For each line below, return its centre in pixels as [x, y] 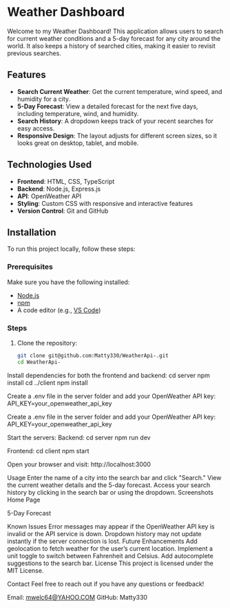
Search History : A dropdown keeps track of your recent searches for [115, 121]
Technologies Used [49, 165]
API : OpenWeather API [49, 196]
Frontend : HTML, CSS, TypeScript [66, 181]
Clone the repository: [47, 343]
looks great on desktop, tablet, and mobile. [78, 143]
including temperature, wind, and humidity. [78, 113]
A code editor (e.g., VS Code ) [59, 310]
